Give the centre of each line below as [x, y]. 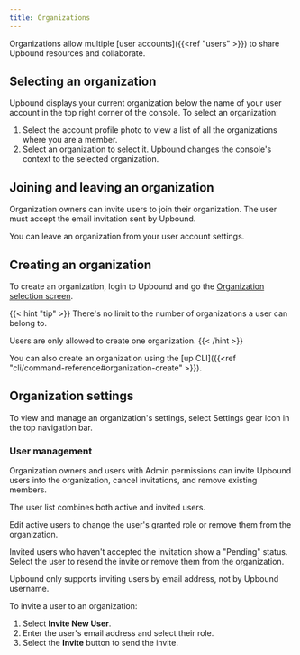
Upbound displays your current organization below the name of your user [145, 103]
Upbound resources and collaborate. [77, 53]
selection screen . [41, 296]
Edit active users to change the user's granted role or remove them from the [150, 525]
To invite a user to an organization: [73, 606]
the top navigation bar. [51, 427]
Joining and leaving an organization [112, 187]
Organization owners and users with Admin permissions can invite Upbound [150, 471]
